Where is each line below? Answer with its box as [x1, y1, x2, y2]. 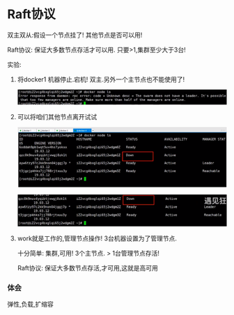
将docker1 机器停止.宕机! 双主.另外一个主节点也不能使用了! [17, 75, 185, 84]
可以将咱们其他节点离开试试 [17, 113, 97, 121]
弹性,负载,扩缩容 [7, 300, 54, 309]
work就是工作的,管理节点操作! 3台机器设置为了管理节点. [17, 234, 178, 243]
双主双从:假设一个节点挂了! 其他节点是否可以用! [7, 31, 143, 39]
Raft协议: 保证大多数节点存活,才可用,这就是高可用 [17, 264, 158, 272]
